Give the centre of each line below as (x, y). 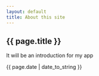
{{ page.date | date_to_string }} (44, 67)
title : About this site (36, 17)
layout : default (26, 12)
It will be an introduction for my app (50, 56)
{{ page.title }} (34, 41)
